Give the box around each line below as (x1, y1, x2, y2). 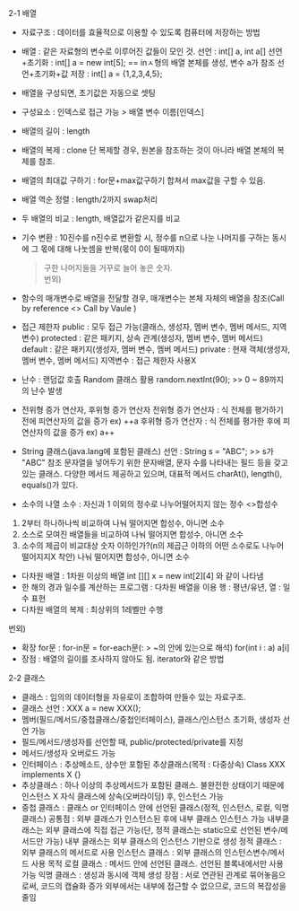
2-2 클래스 (8, 672, 46, 683)
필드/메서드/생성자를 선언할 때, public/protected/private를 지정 (21, 737, 243, 747)
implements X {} (21, 769, 81, 779)
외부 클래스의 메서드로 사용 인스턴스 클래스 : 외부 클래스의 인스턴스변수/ (21, 847, 270, 857)
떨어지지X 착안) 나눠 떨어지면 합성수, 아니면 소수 (21, 551, 190, 562)
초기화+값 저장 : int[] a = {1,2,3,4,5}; (33, 68, 163, 79)
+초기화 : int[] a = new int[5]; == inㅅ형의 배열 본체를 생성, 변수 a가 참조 (21, 57, 276, 67)
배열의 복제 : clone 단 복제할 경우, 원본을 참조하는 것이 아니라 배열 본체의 (21, 145, 275, 155)
